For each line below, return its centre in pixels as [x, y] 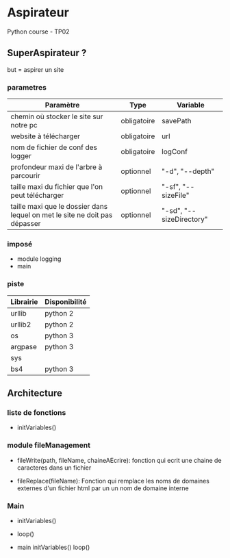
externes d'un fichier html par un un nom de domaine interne [103, 488]
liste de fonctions [37, 412]
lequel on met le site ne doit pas [62, 215]
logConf [175, 152]
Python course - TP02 [38, 31]
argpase [24, 346]
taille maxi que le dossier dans [59, 207]
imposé [20, 244]
